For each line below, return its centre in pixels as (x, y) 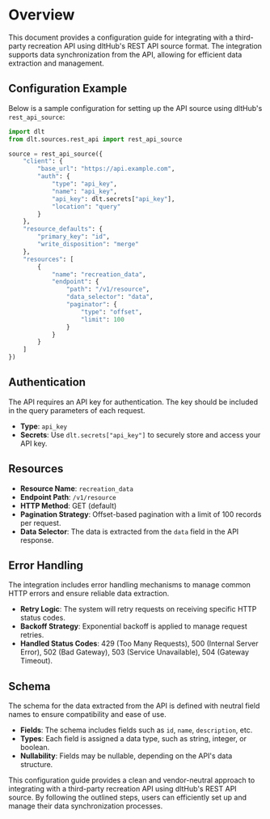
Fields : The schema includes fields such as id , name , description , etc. (136, 730)
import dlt (27, 131)
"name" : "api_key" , (84, 191)
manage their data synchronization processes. (86, 806)
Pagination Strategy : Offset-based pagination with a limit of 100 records (141, 514)
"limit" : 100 (103, 319)
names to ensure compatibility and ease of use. (88, 714)
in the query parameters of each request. (77, 410)
